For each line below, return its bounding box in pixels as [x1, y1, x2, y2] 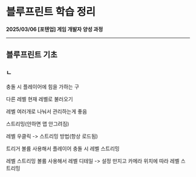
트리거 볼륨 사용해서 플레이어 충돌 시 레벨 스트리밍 [6, 145, 120, 152]
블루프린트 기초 [6, 50, 58, 60]
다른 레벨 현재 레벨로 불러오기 [6, 95, 73, 102]
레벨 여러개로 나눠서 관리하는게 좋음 [6, 108, 87, 115]
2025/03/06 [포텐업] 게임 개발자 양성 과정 [6, 26, 103, 33]
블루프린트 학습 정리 [6, 5, 96, 19]
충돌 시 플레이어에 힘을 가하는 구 [6, 83, 80, 90]
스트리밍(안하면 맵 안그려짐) [6, 120, 69, 127]
